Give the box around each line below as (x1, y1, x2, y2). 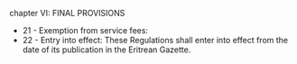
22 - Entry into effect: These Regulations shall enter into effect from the (22, 35, 289, 45)
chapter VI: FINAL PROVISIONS (9, 8, 125, 18)
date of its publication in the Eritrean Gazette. (22, 44, 191, 55)
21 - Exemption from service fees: (22, 25, 149, 35)
